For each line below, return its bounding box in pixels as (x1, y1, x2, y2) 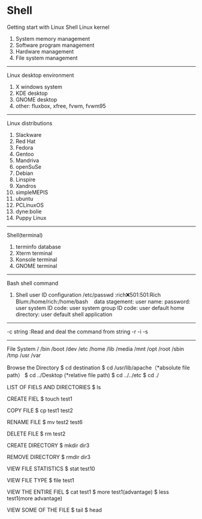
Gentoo (15, 150, 34, 157)
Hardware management (15, 47, 74, 55)
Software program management (15, 41, 95, 49)
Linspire (15, 175, 35, 183)
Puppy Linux (15, 214, 47, 221)
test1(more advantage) (7, 494, 62, 502)
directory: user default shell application (15, 311, 113, 318)
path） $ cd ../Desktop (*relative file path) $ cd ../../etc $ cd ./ (7, 371, 159, 378)
